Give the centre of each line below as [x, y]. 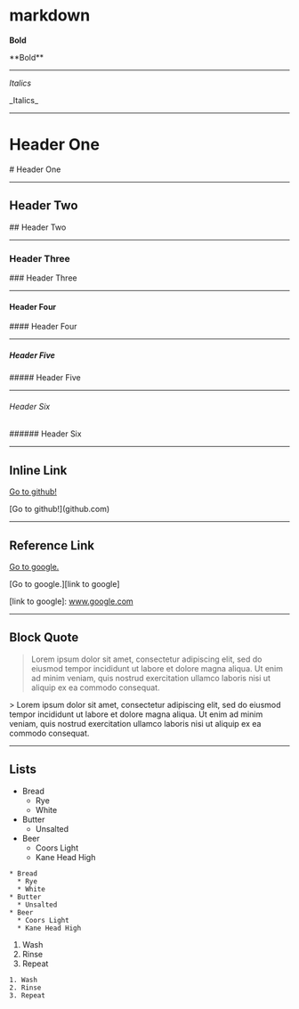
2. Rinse [25, 988]
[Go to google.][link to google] [65, 583]
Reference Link [52, 545]
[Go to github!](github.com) [60, 509]
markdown [50, 16]
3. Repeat [28, 995]
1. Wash [24, 980]
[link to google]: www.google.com [71, 601]
